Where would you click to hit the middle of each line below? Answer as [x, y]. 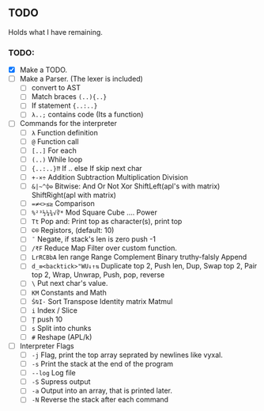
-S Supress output [61, 382]
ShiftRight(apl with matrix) [74, 195]
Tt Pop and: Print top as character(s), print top [107, 222]
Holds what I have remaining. [55, 32]
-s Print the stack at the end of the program [102, 364]
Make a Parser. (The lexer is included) [81, 79]
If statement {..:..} [64, 105]
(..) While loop [57, 159]
